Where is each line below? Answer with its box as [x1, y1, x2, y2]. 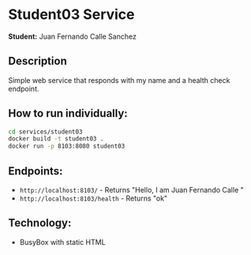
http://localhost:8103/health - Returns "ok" [19, 193, 168, 203]
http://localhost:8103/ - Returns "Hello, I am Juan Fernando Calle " [19, 186, 245, 194]
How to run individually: [8, 107, 128, 120]
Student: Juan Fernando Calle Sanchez [8, 32, 137, 41]
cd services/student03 [8, 128, 83, 136]
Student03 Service [8, 6, 136, 24]
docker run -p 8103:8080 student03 [8, 142, 126, 151]
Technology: [8, 216, 72, 230]
